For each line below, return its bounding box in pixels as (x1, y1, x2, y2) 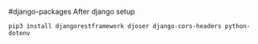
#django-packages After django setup (8, 7, 135, 16)
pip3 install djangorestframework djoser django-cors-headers (8, 22, 222, 30)
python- (224, 22, 251, 30)
